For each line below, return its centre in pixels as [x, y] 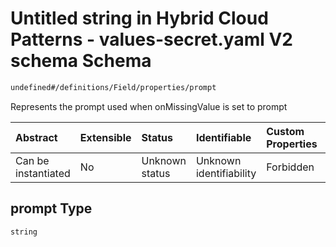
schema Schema [81, 61]
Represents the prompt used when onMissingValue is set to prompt [149, 106]
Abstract [36, 137]
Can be [32, 160]
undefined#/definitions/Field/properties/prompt [113, 87]
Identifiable [223, 137]
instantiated [43, 173]
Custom [285, 131]
